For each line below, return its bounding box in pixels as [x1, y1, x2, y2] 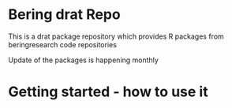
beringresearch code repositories [8, 39, 117, 49]
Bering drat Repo [8, 6, 121, 24]
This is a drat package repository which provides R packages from [8, 32, 225, 41]
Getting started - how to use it [8, 83, 208, 101]
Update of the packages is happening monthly [8, 55, 159, 65]
